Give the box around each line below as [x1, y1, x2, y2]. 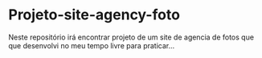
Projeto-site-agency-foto [8, 6, 181, 24]
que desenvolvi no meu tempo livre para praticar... [8, 40, 175, 50]
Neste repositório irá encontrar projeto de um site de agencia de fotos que [8, 32, 255, 42]
